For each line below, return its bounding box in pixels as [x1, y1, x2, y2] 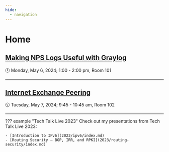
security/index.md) [5, 142, 46, 147]
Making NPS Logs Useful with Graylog [5, 54, 127, 62]
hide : [5, 7, 17, 13]
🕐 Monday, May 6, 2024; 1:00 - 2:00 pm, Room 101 [5, 67, 112, 73]
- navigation [10, 12, 37, 17]
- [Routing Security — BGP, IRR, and [5, 137, 84, 143]
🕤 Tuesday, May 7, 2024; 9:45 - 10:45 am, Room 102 [5, 102, 115, 108]
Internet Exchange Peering [5, 88, 91, 97]
